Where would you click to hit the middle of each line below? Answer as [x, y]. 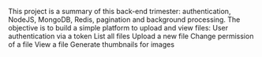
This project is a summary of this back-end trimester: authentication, [120, 11]
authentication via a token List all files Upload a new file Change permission [131, 36]
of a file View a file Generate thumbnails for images [92, 45]
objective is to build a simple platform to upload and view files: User [118, 28]
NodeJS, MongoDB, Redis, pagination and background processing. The [124, 20]
